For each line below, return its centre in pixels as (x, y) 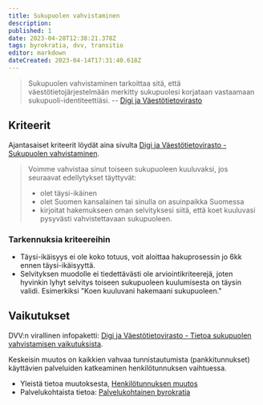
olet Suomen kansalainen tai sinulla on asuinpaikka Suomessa (142, 201)
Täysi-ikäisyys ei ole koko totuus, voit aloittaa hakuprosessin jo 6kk (131, 257)
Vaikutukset (39, 316)
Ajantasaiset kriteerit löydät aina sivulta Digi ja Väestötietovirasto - (117, 144)
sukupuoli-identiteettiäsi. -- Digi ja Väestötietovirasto (115, 100)
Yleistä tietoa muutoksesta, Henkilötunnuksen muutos (109, 383)
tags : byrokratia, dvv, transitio (66, 46)
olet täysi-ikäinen (69, 192)
